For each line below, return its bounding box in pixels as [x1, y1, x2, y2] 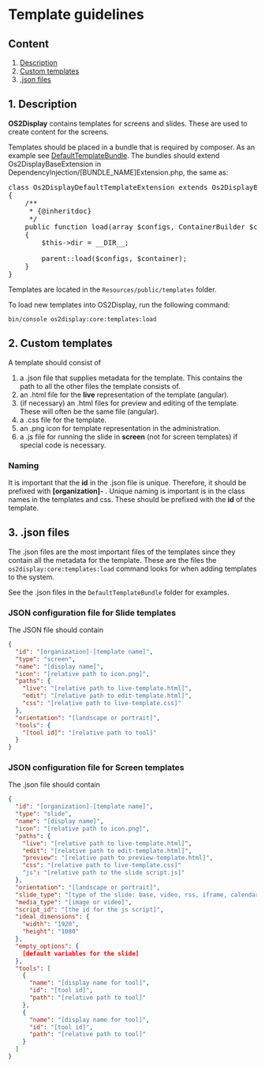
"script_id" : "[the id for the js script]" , [15, 905, 164, 914]
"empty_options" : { [15, 942, 80, 950]
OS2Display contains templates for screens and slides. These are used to [8, 119, 248, 128]
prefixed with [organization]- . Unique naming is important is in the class [8, 486, 245, 496]
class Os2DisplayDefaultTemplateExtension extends [8, 183, 208, 191]
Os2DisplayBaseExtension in [8, 159, 101, 168]
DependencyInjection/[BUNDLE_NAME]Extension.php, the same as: [8, 168, 229, 177]
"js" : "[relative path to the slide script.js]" [22, 869, 185, 877]
